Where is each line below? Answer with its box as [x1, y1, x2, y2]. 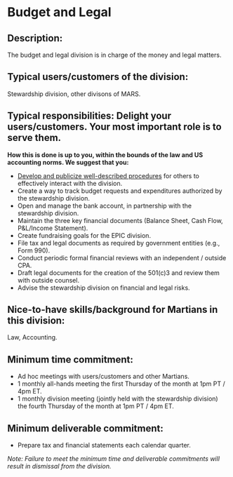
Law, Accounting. [7, 333, 58, 342]
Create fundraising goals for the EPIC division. [17, 231, 152, 239]
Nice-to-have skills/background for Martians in [7, 304, 218, 316]
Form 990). [17, 246, 51, 255]
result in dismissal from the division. [7, 462, 112, 471]
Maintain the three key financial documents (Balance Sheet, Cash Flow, [17, 216, 223, 224]
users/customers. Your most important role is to [7, 121, 222, 133]
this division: [7, 315, 65, 327]
